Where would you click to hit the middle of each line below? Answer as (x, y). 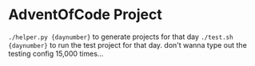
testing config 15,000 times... (56, 53)
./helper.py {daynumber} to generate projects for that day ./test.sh (121, 37)
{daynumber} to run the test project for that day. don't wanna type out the (128, 45)
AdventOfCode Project (85, 15)
